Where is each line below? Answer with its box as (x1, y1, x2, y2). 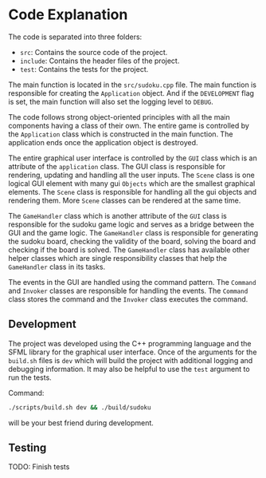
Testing (8, 441, 47, 455)
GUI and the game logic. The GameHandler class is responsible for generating (8, 227, 259, 237)
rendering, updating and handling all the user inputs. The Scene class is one (8, 170, 255, 180)
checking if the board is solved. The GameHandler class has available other (8, 245, 250, 255)
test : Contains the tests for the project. (19, 64, 149, 73)
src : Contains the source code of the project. (19, 47, 168, 57)
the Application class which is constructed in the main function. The (8, 129, 233, 139)
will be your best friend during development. (8, 417, 154, 428)
